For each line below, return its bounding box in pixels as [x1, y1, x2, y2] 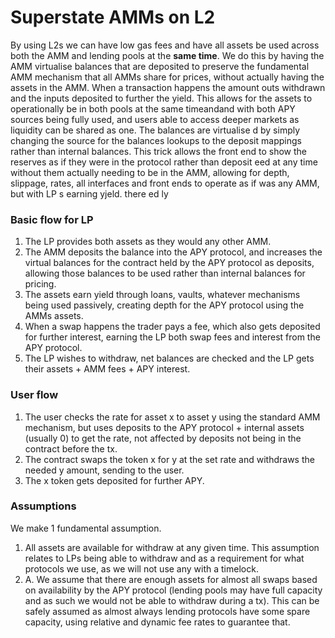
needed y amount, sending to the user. [24, 464, 185, 476]
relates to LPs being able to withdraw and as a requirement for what [24, 552, 305, 564]
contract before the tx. [24, 442, 118, 455]
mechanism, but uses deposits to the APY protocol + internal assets [24, 421, 305, 433]
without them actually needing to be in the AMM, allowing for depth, [10, 166, 290, 178]
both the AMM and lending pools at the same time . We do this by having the [10, 49, 325, 61]
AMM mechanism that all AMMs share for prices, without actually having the [10, 71, 325, 83]
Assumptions [10, 499, 77, 513]
